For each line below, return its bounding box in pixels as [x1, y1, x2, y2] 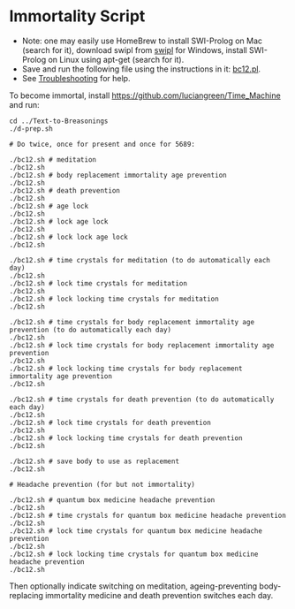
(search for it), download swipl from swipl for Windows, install [21, 44, 247, 55]
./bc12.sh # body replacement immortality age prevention [9, 171, 227, 179]
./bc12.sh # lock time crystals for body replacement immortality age [9, 340, 275, 350]
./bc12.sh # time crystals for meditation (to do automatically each [9, 255, 271, 264]
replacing [9, 590, 44, 600]
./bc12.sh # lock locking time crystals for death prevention [9, 433, 243, 443]
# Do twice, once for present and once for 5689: [9, 140, 196, 148]
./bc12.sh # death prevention [9, 186, 121, 195]
